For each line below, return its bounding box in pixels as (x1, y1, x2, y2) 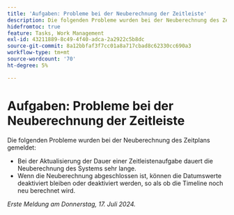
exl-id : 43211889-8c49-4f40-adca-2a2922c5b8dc (7, 36, 145, 43)
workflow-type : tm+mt (7, 49, 70, 56)
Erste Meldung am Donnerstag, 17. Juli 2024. (7, 200, 136, 208)
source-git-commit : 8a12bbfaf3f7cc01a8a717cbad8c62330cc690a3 (7, 42, 192, 49)
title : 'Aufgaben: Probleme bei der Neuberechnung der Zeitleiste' (7, 10, 208, 17)
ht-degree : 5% (7, 62, 49, 69)
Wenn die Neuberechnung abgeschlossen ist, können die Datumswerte (17, 171, 221, 180)
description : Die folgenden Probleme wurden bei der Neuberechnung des (7, 17, 219, 24)
